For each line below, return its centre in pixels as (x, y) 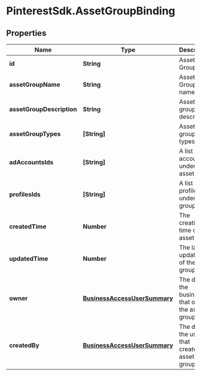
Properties (26, 33)
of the (188, 262)
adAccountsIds (31, 162)
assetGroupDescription (43, 109)
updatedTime (29, 259)
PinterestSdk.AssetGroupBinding (91, 11)
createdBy (25, 345)
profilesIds (25, 194)
